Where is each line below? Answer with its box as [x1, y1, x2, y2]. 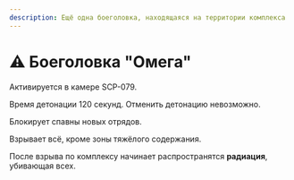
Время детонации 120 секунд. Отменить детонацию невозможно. [9, 99, 261, 109]
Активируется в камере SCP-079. [9, 81, 138, 92]
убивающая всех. [9, 160, 76, 171]
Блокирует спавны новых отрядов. [9, 116, 142, 126]
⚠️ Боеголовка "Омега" [9, 51, 192, 72]
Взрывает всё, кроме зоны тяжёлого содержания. [9, 133, 202, 144]
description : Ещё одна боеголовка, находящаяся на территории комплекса [9, 13, 286, 22]
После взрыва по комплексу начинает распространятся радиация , [9, 150, 268, 161]
